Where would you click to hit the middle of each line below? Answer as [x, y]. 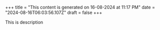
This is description [24, 22]
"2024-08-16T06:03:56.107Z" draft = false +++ [54, 12]
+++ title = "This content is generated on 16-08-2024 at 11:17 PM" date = [80, 7]
